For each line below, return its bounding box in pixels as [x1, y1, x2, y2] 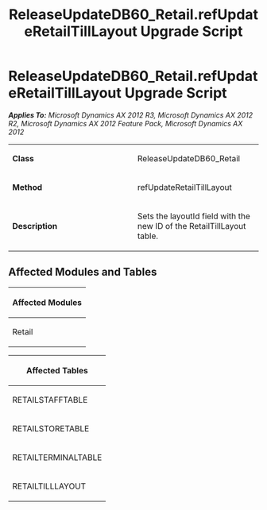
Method [12, 181, 43, 192]
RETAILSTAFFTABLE [12, 394, 88, 405]
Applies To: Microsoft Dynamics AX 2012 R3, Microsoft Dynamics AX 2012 [8, 110, 253, 120]
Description [12, 220, 58, 231]
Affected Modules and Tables [8, 265, 157, 279]
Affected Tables [26, 365, 89, 376]
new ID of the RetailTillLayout [137, 220, 246, 231]
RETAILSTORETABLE [12, 423, 90, 434]
